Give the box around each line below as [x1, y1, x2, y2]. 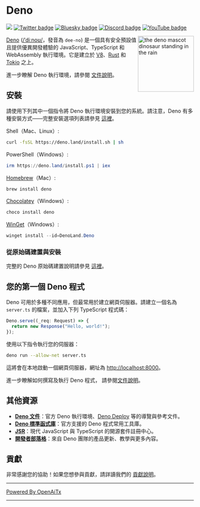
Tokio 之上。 [6, 58, 37, 65]
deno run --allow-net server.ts [6, 352, 86, 358]
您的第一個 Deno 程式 [6, 281, 85, 292]
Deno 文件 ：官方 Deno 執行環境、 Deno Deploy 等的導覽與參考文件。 [14, 412, 183, 420]
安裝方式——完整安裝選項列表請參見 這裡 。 [11, 114, 117, 122]
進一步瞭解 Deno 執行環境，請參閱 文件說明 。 [6, 71, 118, 78]
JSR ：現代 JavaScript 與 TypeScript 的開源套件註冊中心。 [14, 427, 157, 434]
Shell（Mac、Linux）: [6, 127, 60, 134]
